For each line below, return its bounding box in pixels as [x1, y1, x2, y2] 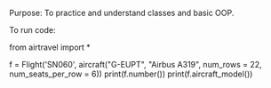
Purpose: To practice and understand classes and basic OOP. [9, 8, 235, 18]
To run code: [9, 25, 56, 35]
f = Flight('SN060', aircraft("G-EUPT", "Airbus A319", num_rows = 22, [9, 60, 262, 69]
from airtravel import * [9, 42, 91, 52]
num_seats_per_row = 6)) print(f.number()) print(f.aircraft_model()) [9, 68, 253, 79]
